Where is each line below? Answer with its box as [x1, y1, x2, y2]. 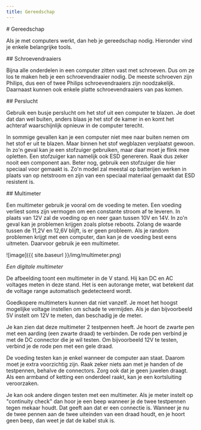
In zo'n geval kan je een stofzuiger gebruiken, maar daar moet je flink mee [6, 146, 190, 153]
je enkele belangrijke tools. [6, 43, 73, 50]
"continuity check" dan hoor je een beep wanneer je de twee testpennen [6, 398, 186, 405]
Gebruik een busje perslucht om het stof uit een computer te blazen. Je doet [6, 109, 195, 116]
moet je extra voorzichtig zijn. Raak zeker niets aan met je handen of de [6, 360, 183, 368]
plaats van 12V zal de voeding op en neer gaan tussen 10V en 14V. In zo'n [6, 214, 188, 221]
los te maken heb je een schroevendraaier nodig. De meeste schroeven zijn [6, 73, 193, 80]
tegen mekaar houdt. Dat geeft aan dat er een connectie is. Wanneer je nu [6, 404, 190, 411]
